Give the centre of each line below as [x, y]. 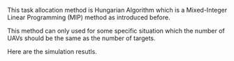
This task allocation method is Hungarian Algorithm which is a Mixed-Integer [117, 10]
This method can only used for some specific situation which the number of [116, 31]
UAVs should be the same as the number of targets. [81, 38]
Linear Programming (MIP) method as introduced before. [89, 17]
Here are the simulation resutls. [52, 52]
